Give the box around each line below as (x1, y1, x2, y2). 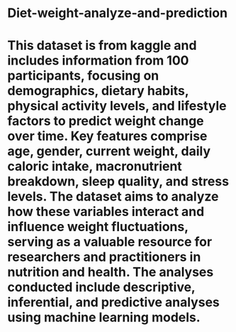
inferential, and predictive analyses (7, 294, 220, 311)
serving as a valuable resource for (7, 234, 213, 250)
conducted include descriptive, (7, 279, 196, 296)
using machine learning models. (7, 309, 201, 326)
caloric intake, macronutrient (7, 159, 182, 175)
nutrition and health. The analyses (7, 264, 214, 280)
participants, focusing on (7, 68, 159, 84)
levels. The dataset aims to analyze (7, 188, 219, 205)
